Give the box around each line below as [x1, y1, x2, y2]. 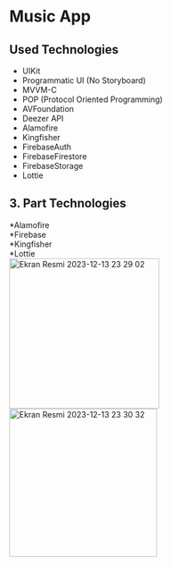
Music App [9, 6, 92, 27]
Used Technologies [9, 42, 118, 57]
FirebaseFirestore [21, 151, 87, 162]
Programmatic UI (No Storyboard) [21, 75, 147, 86]
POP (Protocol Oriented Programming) [21, 94, 163, 105]
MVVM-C [21, 85, 58, 95]
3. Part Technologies [9, 196, 126, 211]
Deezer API [21, 114, 64, 123]
